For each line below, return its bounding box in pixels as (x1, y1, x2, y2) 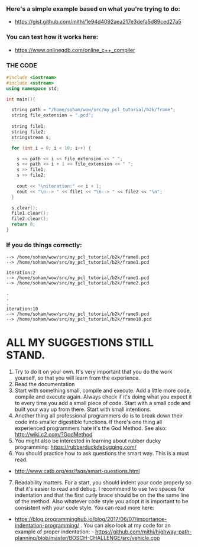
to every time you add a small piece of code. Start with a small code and (14, 400, 191, 407)
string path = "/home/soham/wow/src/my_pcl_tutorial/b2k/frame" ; (11, 107, 176, 113)
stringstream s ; (11, 134, 51, 140)
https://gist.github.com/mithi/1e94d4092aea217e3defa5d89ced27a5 (14, 18, 181, 25)
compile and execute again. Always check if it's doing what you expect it (14, 393, 192, 400)
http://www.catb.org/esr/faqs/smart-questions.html (14, 468, 140, 475)
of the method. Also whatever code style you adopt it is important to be (14, 498, 189, 505)
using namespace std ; (6, 85, 60, 92)
